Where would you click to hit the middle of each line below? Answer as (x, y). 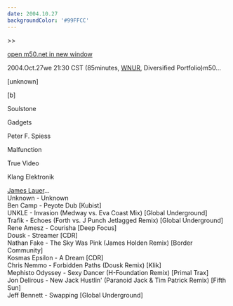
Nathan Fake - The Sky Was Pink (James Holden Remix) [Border (100, 243)
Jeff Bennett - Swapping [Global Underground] (75, 295)
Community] (25, 250)
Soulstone (22, 108)
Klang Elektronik (31, 177)
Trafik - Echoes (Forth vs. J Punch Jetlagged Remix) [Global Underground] (115, 220)
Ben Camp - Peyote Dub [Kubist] (54, 205)
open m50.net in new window (50, 54)
